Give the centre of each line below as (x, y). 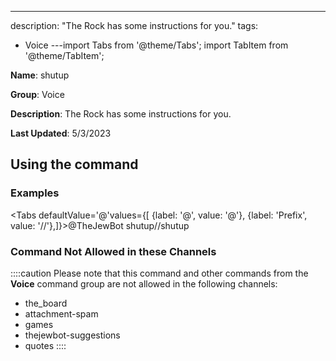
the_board (46, 303)
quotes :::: (45, 345)
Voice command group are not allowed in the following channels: (144, 283)
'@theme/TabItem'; (64, 55)
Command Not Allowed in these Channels (113, 251)
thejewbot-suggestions (72, 335)
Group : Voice (37, 94)
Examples (35, 193)
